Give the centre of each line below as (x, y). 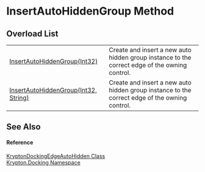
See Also (23, 127)
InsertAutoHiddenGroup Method (90, 11)
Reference (20, 142)
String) (19, 98)
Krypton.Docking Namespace (43, 162)
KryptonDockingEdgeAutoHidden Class (56, 156)
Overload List (32, 34)
